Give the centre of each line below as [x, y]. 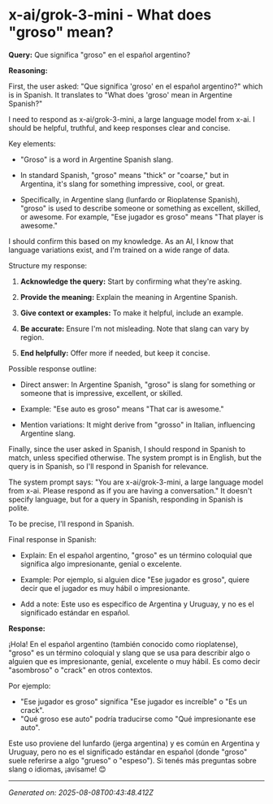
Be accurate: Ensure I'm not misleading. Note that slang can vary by [134, 328]
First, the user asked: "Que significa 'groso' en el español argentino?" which [136, 86]
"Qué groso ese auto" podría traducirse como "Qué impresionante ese [138, 719]
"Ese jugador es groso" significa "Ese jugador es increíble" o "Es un [134, 702]
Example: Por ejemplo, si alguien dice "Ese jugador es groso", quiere [135, 580]
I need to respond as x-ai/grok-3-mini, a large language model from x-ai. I [132, 119]
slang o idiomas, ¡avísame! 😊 [58, 769]
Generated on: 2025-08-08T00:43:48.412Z [81, 792]
